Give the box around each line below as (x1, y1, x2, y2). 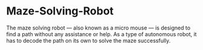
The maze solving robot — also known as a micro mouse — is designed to (6, 24, 191, 31)
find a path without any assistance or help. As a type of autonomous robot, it (6, 30, 197, 37)
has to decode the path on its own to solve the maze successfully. (6, 37, 171, 44)
